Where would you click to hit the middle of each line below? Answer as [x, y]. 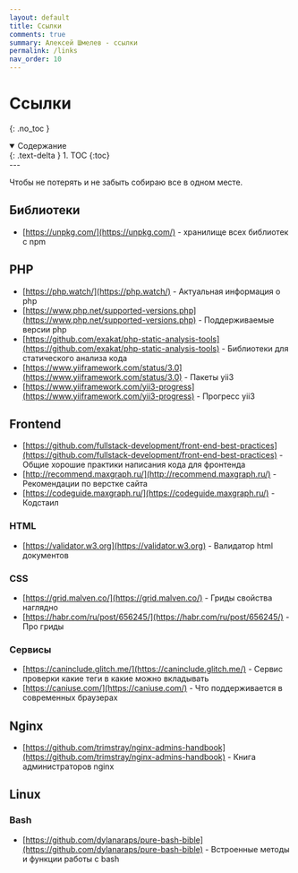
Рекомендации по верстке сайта [85, 484]
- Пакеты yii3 [209, 376]
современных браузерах [70, 698]
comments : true [38, 34]
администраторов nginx [68, 766]
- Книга [242, 757]
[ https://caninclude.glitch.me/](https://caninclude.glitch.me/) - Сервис [153, 670]
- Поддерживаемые [236, 320]
